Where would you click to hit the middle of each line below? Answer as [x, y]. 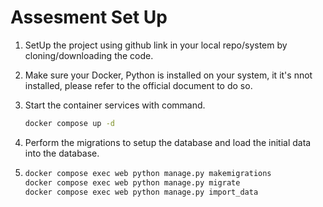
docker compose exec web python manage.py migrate [132, 182]
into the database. [62, 153]
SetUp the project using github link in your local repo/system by [156, 45]
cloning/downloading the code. [89, 55]
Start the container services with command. [115, 105]
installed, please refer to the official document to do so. [138, 85]
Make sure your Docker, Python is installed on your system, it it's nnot [168, 75]
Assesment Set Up [89, 17]
